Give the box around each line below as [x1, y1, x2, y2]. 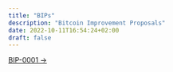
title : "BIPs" [8, 11, 56, 20]
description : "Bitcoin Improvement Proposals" [8, 19, 166, 27]
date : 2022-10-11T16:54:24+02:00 [8, 26, 120, 34]
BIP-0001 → [8, 55, 48, 65]
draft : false [8, 33, 52, 42]
